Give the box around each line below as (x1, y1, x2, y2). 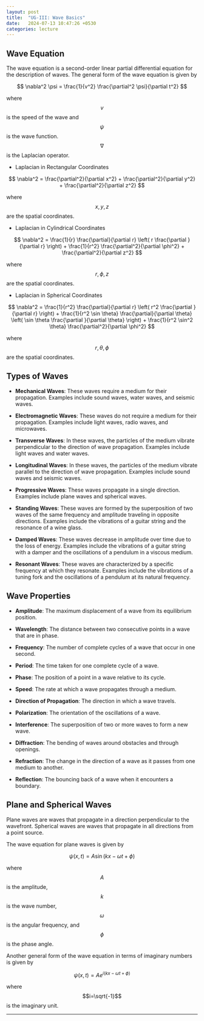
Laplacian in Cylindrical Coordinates (15, 225, 106, 232)
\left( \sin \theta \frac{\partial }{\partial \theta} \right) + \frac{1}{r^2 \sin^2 (11, 316, 193, 324)
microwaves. (15, 425, 47, 432)
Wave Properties (6, 591, 71, 601)
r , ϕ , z (95, 270, 109, 277)
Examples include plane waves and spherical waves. (15, 492, 147, 500)
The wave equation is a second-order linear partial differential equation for (6, 64, 193, 72)
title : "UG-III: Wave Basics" (6, 15, 86, 21)
